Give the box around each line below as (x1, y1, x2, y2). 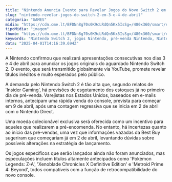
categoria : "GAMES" (5, 17, 47, 22)
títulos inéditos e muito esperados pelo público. (5, 71, 105, 77)
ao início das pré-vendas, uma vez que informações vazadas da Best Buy (5, 129, 160, 135)
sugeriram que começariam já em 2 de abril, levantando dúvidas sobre (5, 134, 155, 141)
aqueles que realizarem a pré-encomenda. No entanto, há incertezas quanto (5, 124, 167, 130)
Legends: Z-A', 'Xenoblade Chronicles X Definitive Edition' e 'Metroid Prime (5, 161, 164, 167)
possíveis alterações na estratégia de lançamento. (5, 140, 112, 146)
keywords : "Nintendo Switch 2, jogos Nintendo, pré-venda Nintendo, (5, 36, 155, 42)
